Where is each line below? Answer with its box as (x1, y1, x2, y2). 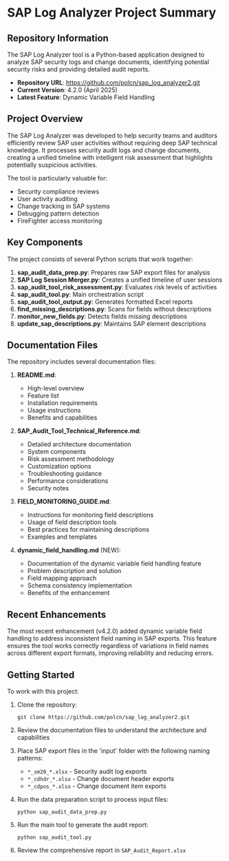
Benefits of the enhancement (27, 589, 110, 597)
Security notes (27, 484, 69, 492)
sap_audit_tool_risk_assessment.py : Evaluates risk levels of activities (17, 282, 217, 291)
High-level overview (27, 384, 85, 393)
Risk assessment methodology (27, 455, 115, 463)
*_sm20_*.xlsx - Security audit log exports (27, 767, 147, 776)
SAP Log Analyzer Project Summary (7, 5, 217, 21)
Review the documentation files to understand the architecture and (17, 726, 207, 734)
